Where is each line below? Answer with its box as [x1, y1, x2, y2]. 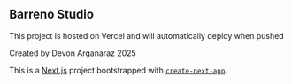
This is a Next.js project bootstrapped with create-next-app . [9, 65, 228, 75]
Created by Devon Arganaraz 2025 [9, 48, 137, 58]
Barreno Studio [9, 7, 95, 22]
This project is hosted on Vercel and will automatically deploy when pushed [9, 30, 285, 41]
